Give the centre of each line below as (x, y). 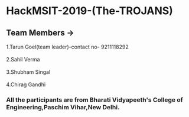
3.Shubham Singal (28, 72)
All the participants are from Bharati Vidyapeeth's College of (94, 100)
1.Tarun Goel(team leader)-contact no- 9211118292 (67, 47)
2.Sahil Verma (23, 59)
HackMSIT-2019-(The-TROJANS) (89, 11)
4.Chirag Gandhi (26, 84)
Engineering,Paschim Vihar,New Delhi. (63, 107)
